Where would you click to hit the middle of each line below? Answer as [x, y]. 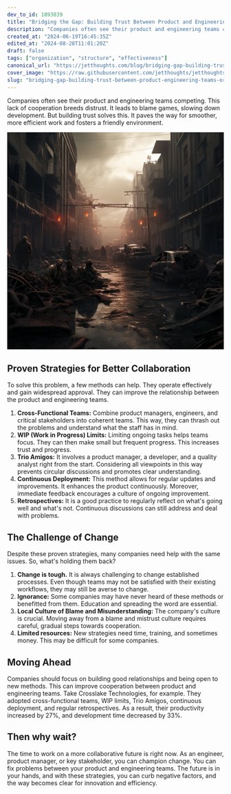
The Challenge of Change [63, 537]
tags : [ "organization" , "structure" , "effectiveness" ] [87, 59]
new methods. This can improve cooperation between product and [102, 686]
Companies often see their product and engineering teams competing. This [113, 101]
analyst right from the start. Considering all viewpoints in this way [110, 465]
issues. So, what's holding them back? [62, 561]
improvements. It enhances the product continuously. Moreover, [108, 487]
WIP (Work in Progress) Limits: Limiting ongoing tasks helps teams [112, 435]
